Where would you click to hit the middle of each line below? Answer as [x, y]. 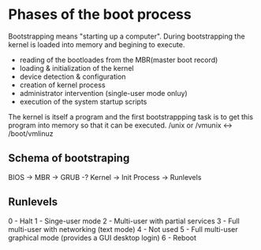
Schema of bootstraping [69, 158]
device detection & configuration [73, 76]
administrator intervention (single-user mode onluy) [103, 93]
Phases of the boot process [100, 15]
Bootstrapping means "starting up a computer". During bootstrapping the [127, 36]
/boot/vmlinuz [31, 133]
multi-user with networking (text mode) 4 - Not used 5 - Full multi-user [123, 229]
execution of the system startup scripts [83, 101]
